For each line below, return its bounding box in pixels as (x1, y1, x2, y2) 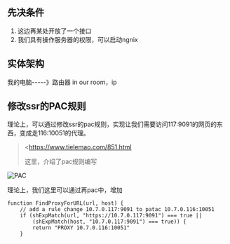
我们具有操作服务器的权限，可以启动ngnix (17, 35, 138, 43)
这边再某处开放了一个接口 (17, 27, 92, 35)
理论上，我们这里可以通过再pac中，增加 (7, 186, 123, 194)
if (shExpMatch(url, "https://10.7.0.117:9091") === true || (20, 212, 202, 219)
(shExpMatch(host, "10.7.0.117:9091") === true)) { (32, 218, 187, 226)
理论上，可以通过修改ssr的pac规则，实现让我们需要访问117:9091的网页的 (7, 120, 217, 128)
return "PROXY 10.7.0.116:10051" (32, 224, 130, 231)
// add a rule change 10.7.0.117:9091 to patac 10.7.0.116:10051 (20, 206, 215, 213)
